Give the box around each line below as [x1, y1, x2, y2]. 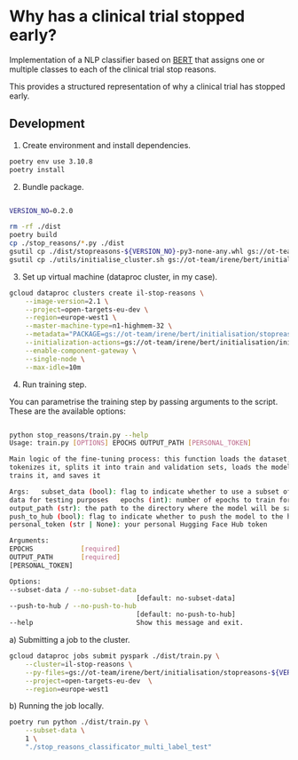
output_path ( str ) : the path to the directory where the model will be [9, 503, 279, 512]
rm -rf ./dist [9, 222, 62, 232]
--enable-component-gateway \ [25, 346, 137, 355]
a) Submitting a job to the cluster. [9, 635, 130, 645]
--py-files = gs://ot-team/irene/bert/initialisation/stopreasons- [25, 668, 272, 677]
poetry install [9, 165, 66, 174]
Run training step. [21, 379, 87, 390]
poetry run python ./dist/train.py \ [9, 717, 149, 727]
